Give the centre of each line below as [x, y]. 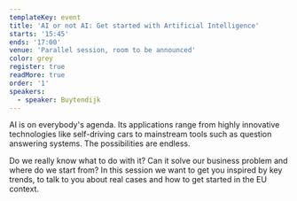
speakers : [27, 91]
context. [24, 189]
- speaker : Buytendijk [59, 100]
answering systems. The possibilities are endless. [100, 143]
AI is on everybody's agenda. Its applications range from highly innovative [145, 125]
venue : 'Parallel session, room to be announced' [103, 50]
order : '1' [29, 83]
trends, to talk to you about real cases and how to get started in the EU [138, 180]
